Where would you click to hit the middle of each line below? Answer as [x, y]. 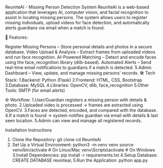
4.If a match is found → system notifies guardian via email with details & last [81, 115]
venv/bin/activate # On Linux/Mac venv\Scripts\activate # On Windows [83, 150]
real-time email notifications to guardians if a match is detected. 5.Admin [78, 67]
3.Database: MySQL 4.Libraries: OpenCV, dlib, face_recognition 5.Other [77, 85]
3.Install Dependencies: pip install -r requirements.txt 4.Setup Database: [85, 155]
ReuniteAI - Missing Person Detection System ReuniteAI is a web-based [77, 7]
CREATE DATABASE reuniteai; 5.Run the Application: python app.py [80, 160]
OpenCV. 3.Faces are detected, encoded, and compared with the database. [81, 110]
